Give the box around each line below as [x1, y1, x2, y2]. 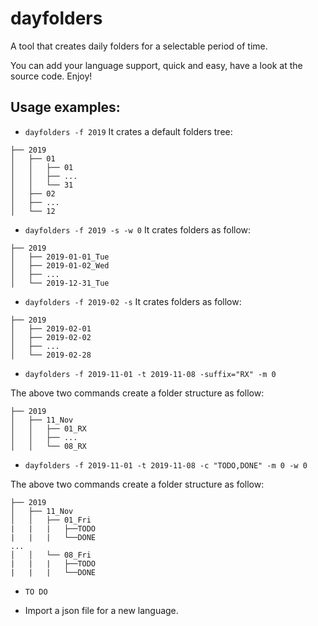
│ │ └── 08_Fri [10, 550, 92, 560]
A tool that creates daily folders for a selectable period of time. [10, 40, 268, 52]
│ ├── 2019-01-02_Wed [10, 260, 110, 271]
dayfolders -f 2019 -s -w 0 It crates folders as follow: [24, 223, 252, 236]
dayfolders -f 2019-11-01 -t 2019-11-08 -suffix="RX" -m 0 [24, 369, 277, 379]
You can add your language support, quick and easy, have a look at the [10, 59, 303, 71]
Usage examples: [10, 99, 121, 116]
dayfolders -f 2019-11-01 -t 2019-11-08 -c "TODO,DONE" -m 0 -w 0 [24, 460, 308, 471]
